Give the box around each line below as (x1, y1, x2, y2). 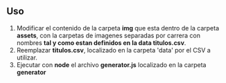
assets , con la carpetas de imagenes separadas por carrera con (16, 31, 200, 39)
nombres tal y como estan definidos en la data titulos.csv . (16, 38, 186, 47)
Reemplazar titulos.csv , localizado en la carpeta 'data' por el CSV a (16, 46, 211, 54)
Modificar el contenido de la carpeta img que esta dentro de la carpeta (16, 24, 220, 32)
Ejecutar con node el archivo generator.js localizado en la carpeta (16, 60, 207, 68)
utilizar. (16, 53, 37, 62)
